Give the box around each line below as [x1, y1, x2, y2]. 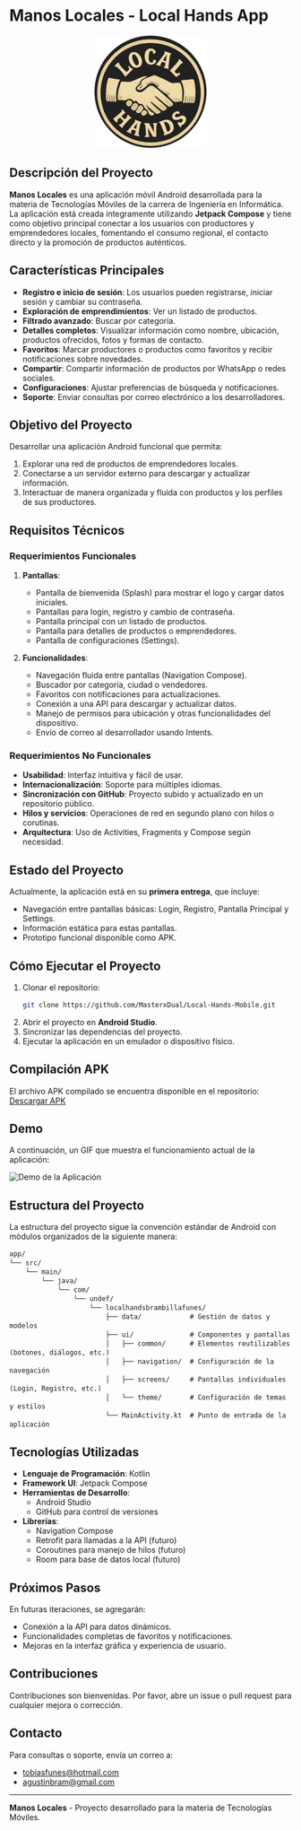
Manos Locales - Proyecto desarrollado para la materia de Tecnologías [9, 1802, 272, 1813]
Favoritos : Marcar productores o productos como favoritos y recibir [21, 344, 273, 354]
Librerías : [21, 1516, 59, 1527]
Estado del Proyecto [9, 862, 124, 877]
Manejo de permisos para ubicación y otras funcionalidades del [35, 708, 271, 719]
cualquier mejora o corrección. [9, 1699, 123, 1710]
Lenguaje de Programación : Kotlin [21, 1468, 150, 1479]
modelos [9, 1321, 39, 1330]
